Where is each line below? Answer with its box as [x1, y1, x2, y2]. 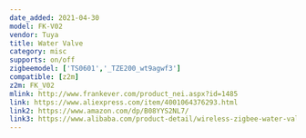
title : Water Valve [9, 38, 84, 48]
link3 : [9, 114, 35, 123]
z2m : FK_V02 [9, 81, 55, 90]
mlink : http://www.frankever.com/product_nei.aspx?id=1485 [9, 89, 239, 98]
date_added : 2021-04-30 [9, 13, 100, 23]
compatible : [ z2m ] [9, 73, 79, 82]
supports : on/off [9, 55, 76, 64]
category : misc [9, 47, 67, 56]
